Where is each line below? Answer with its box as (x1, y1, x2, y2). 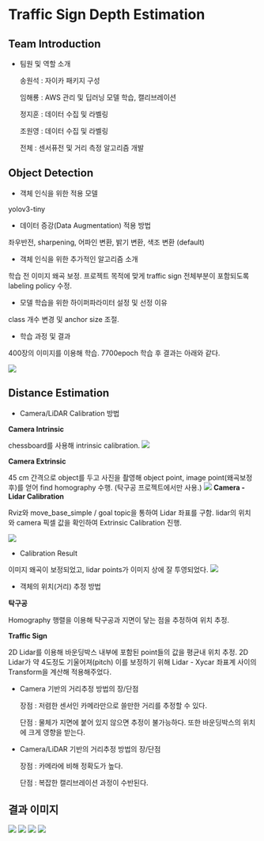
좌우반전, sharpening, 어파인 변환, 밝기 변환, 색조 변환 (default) (8, 237, 206, 247)
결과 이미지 (8, 803, 59, 816)
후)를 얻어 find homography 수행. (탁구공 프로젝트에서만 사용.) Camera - (8, 483, 245, 492)
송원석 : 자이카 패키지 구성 (19, 76, 100, 85)
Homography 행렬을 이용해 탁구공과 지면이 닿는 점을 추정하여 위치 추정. (8, 615, 230, 624)
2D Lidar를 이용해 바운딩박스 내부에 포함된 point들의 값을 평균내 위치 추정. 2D (8, 647, 249, 657)
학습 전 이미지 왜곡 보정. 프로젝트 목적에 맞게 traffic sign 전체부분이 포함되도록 (8, 271, 250, 280)
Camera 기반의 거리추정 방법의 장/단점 (19, 684, 139, 693)
